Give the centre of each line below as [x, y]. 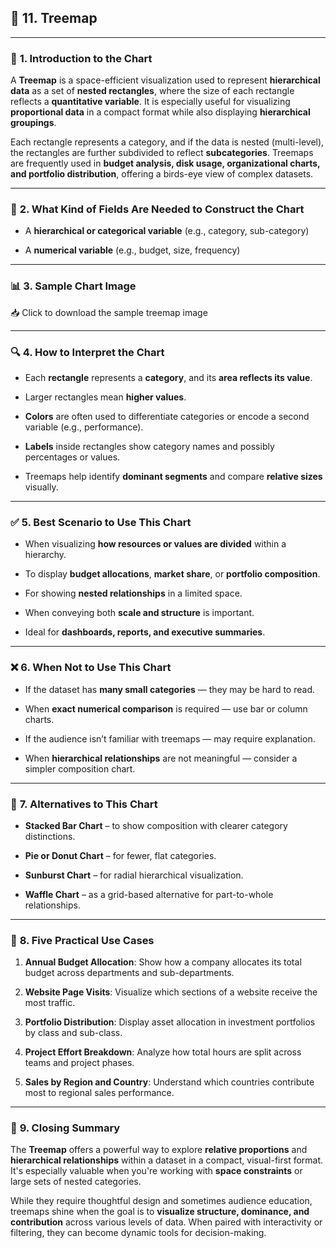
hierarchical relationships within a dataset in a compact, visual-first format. [167, 1160]
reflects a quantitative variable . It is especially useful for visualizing [150, 102]
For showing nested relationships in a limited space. [133, 593]
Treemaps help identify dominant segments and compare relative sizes [173, 476]
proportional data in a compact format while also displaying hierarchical [160, 112]
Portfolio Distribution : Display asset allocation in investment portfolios [170, 1022]
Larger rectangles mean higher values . [105, 397]
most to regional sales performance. [99, 1093]
